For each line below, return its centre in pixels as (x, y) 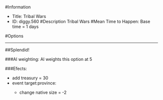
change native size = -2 (43, 92)
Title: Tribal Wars (29, 16)
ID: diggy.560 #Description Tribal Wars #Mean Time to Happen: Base (81, 21)
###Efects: (16, 69)
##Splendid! (17, 50)
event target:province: (34, 83)
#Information (18, 7)
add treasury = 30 (30, 78)
